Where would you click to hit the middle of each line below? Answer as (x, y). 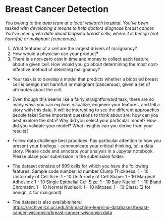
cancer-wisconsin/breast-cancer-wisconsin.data (62, 213)
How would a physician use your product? (55, 54)
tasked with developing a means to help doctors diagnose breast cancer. (80, 28)
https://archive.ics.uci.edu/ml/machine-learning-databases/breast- (81, 207)
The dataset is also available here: (47, 202)
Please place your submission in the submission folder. (68, 156)
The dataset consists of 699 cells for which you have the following (80, 166)
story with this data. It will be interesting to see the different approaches (86, 110)
